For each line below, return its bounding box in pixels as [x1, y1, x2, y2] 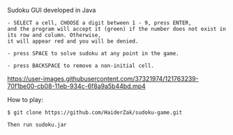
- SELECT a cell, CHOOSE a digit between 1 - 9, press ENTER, [7, 20, 192, 27]
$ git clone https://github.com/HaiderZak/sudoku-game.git [7, 109, 183, 116]
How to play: [7, 96, 44, 104]
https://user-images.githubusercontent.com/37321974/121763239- [7, 75, 199, 83]
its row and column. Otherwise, [7, 31, 101, 38]
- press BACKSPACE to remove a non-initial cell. [7, 62, 155, 69]
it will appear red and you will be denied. [7, 38, 139, 45]
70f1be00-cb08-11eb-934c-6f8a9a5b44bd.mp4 [7, 82, 146, 90]
